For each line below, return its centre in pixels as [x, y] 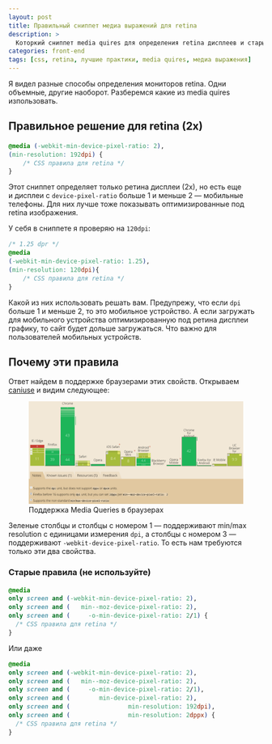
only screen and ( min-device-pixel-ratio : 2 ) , [103, 698]
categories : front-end [47, 51]
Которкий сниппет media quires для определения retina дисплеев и [130, 43]
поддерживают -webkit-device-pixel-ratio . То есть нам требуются [125, 543]
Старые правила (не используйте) [80, 573]
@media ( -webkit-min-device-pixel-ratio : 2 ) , [86, 146]
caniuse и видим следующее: [59, 390]
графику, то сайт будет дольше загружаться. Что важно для [113, 328]
